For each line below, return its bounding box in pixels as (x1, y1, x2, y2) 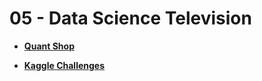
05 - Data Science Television (9, 7, 252, 30)
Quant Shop (23, 40, 75, 52)
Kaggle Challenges (23, 59, 106, 71)
